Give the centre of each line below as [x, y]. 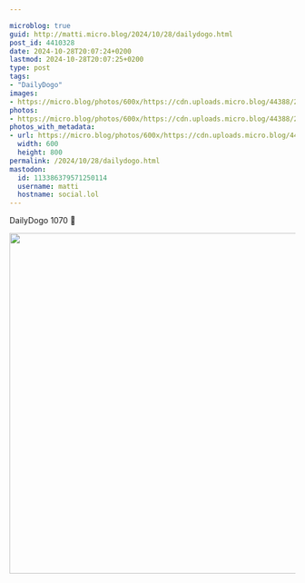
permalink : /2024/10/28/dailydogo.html [85, 161]
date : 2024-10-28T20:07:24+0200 [70, 51]
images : [24, 93]
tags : [20, 77]
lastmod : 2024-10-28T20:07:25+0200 [77, 60]
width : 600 [38, 144]
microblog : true [40, 25]
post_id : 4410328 [42, 43]
